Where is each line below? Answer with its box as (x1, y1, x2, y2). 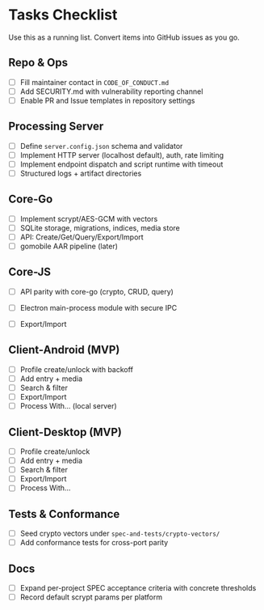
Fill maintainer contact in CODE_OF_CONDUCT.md (19, 77, 170, 87)
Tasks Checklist (8, 6, 118, 24)
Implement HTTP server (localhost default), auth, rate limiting (19, 150, 224, 159)
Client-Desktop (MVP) (8, 425, 123, 438)
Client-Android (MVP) (8, 343, 120, 357)
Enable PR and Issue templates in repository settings (19, 95, 195, 105)
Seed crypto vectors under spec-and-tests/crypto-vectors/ (19, 528, 220, 539)
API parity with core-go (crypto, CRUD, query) (19, 286, 174, 296)
